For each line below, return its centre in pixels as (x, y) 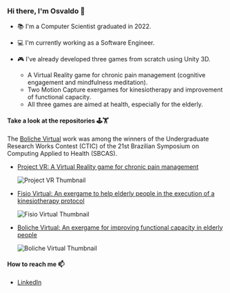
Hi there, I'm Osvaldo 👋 (46, 11)
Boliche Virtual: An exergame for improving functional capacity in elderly (120, 228)
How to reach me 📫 (36, 264)
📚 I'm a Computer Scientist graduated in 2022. (84, 26)
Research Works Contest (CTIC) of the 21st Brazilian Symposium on (103, 146)
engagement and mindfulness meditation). (87, 83)
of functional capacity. (59, 97)
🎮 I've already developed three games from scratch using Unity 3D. (114, 59)
